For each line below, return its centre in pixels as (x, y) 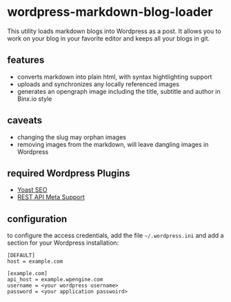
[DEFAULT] (21, 256)
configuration (37, 219)
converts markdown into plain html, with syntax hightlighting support (114, 77)
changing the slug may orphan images (71, 137)
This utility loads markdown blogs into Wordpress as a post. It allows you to (114, 31)
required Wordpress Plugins (69, 173)
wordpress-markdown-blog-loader (110, 12)
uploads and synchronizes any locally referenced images (98, 84)
